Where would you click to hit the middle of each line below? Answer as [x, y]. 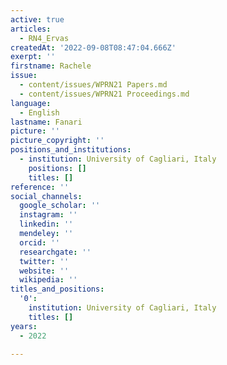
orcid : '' [39, 242]
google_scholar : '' [60, 206]
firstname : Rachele [51, 66]
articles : [31, 29]
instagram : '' [48, 215]
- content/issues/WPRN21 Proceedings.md [104, 94]
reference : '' [40, 187]
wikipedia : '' [48, 280]
